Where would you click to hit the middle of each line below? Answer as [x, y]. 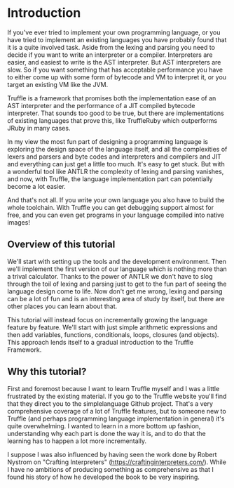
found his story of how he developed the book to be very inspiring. [103, 477]
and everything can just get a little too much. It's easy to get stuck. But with [116, 164]
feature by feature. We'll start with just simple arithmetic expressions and [113, 327]
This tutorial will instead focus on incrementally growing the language [108, 319]
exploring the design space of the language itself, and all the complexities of [117, 149]
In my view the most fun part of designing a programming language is [108, 141]
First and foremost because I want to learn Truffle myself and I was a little [113, 388]
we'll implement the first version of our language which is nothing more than [117, 269]
